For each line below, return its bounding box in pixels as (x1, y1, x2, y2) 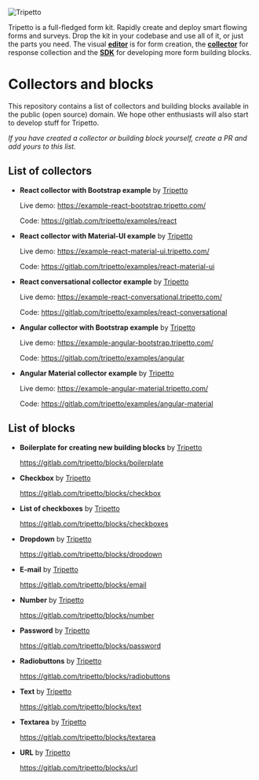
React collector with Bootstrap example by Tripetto (19, 185, 188, 194)
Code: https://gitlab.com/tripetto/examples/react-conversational (19, 307, 228, 316)
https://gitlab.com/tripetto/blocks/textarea (19, 732, 156, 741)
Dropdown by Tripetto (19, 534, 92, 543)
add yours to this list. (8, 142, 76, 151)
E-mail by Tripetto (19, 564, 78, 574)
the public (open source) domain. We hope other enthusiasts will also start (8, 109, 249, 119)
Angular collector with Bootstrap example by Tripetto (19, 323, 196, 332)
